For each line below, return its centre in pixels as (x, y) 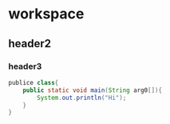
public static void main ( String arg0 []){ (92, 90)
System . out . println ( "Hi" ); (82, 98)
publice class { (34, 82)
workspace (46, 14)
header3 (25, 66)
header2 (30, 44)
